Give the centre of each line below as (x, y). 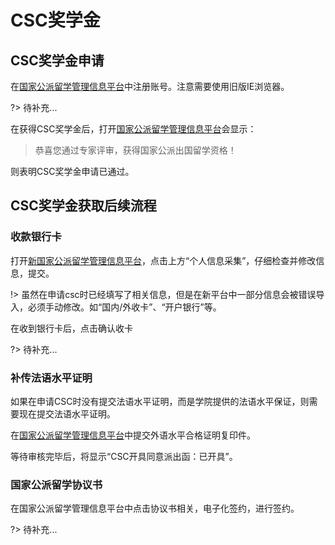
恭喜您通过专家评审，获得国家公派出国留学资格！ (135, 150)
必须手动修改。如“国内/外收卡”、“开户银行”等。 (124, 307)
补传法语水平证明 (51, 378)
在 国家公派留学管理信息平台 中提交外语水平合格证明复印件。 (133, 435)
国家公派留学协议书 (56, 484)
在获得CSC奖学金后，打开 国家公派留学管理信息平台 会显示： (133, 129)
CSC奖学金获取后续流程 (83, 206)
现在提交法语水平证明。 (67, 413)
